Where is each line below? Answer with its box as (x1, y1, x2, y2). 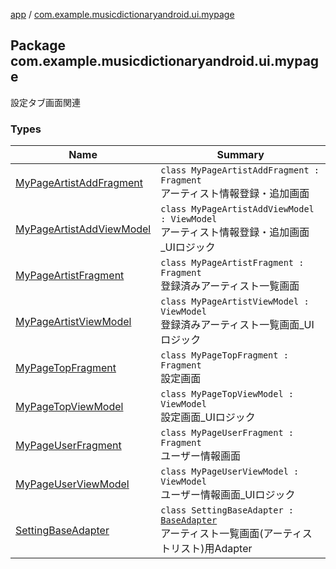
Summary (216, 148, 265, 162)
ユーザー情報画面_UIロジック (160, 488, 296, 502)
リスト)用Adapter (170, 542, 253, 556)
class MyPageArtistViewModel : (160, 296, 310, 308)
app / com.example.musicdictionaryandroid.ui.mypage (10, 9, 235, 20)
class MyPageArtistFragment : (160, 257, 305, 269)
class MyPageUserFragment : (160, 427, 295, 439)
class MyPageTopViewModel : (160, 389, 295, 400)
